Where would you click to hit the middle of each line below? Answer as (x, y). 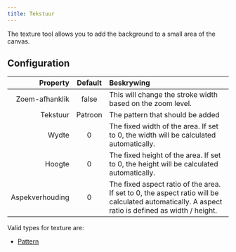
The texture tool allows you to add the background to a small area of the (111, 34)
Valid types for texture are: (46, 228)
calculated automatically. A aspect (165, 202)
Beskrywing (129, 83)
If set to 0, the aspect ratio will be (164, 193)
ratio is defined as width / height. (163, 211)
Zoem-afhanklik (43, 99)
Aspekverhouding (40, 197)
